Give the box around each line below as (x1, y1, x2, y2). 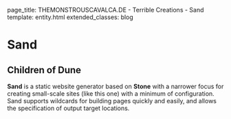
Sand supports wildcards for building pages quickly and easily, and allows (7, 97, 217, 105)
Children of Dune (7, 64, 81, 76)
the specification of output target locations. (7, 104, 130, 112)
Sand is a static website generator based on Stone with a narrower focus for (7, 82, 224, 90)
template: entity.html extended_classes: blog (7, 13, 134, 21)
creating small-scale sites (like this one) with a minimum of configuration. (7, 90, 214, 98)
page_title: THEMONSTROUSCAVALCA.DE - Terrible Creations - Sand (7, 6, 204, 14)
